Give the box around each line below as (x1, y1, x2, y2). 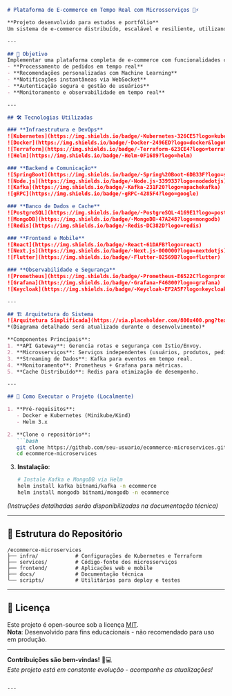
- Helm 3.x (16, 419, 48, 425)
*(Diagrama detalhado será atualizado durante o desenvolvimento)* (7, 324, 206, 331)
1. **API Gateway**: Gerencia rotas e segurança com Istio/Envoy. (7, 342, 202, 349)
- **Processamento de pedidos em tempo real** (7, 63, 144, 71)
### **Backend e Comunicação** (7, 165, 97, 172)
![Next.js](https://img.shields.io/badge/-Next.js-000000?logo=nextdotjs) (7, 248, 227, 255)
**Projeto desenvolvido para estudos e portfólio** (7, 19, 159, 26)
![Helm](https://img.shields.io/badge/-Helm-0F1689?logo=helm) (7, 152, 193, 159)
